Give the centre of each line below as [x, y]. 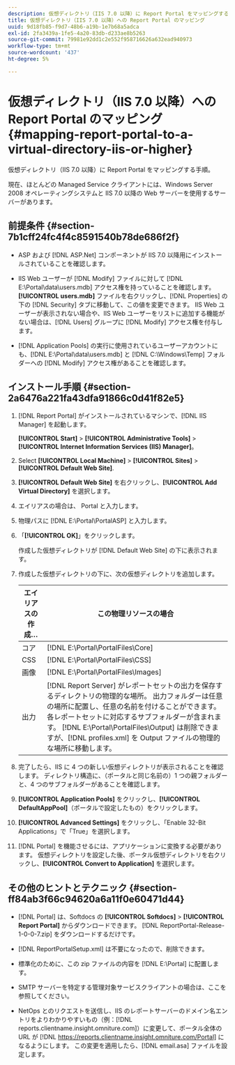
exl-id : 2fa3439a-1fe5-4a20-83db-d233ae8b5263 [77, 33]
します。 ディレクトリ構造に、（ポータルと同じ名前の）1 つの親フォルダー [123, 776]
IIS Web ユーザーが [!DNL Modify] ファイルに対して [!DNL [100, 278]
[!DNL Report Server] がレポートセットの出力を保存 [131, 686]
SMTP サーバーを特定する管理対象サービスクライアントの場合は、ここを [122, 988]
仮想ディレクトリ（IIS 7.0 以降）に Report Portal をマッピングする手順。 [111, 169]
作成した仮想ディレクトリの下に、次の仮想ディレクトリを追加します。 [118, 574]
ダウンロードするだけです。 [99, 934]
